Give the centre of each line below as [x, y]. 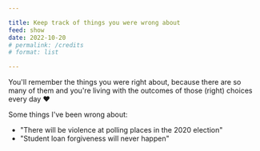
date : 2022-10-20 [37, 38]
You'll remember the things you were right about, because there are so [125, 82]
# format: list [34, 53]
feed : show [26, 30]
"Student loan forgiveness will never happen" [94, 139]
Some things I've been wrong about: [68, 115]
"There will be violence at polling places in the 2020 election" [121, 130]
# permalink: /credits [46, 45]
